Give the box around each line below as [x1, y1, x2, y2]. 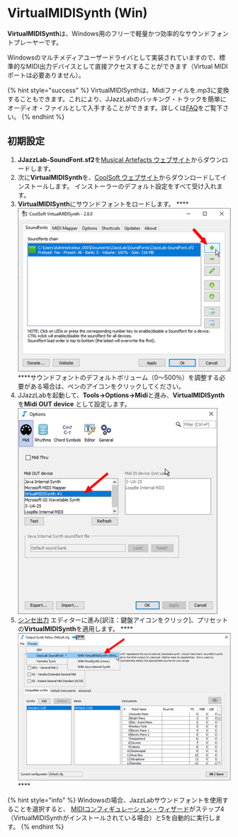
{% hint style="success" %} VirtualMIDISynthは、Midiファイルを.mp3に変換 [7, 86, 229, 94]
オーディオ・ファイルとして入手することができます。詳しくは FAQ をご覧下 [7, 103, 223, 112]
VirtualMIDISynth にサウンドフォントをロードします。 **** [17, 200, 189, 208]
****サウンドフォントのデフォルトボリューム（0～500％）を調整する [17, 373, 220, 382]
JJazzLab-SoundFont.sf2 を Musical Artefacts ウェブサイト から [17, 155, 204, 164]
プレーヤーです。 [13, 38, 62, 47]
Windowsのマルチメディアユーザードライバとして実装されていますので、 [7, 53, 220, 62]
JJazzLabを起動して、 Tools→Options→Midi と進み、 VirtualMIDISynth [17, 391, 225, 399]
